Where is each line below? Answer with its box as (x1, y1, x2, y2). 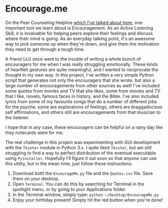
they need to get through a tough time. (5, 46, 85, 52)
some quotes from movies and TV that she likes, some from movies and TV (5, 88, 160, 94)
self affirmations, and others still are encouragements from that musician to (5, 109, 161, 115)
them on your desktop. (12, 175, 60, 181)
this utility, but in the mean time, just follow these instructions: (5, 160, 133, 166)
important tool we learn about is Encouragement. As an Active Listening (5, 25, 153, 31)
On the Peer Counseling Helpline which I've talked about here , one (5, 20, 143, 26)
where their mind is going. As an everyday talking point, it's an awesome (5, 36, 155, 42)
